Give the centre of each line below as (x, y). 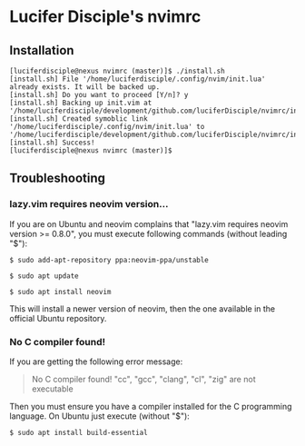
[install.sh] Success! (52, 143)
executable (53, 389)
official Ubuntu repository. (58, 318)
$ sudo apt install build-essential (79, 432)
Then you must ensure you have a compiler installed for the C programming (151, 406)
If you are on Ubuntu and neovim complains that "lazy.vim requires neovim (149, 223)
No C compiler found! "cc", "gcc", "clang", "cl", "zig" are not (143, 379)
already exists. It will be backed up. (85, 87)
